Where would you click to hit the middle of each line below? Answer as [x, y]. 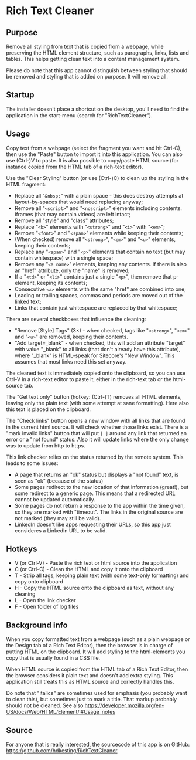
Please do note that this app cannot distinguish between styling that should [97, 70]
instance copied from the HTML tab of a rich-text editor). [75, 167]
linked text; [28, 301]
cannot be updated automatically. [55, 499]
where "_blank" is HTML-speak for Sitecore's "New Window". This [94, 355]
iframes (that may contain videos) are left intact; [72, 214]
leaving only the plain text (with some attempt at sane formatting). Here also [97, 403]
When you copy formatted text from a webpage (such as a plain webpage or [98, 639]
